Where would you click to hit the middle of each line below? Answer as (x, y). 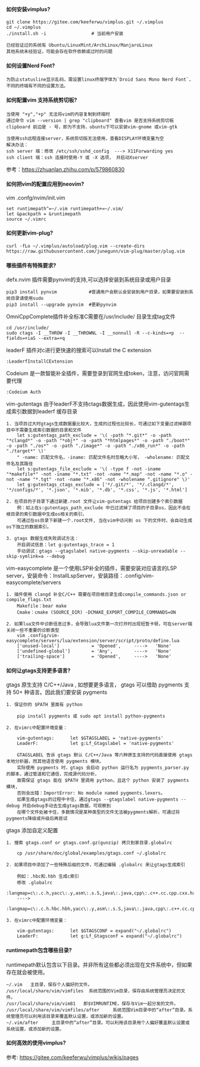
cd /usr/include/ (28, 328)
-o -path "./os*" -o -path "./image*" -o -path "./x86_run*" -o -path (96, 446)
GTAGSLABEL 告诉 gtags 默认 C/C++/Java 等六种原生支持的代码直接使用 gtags (105, 755)
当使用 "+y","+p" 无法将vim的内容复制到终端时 (58, 114)
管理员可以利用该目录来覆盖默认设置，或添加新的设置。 (68, 1016)
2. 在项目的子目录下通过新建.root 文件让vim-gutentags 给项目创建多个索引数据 (94, 502)
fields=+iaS (21, 338)
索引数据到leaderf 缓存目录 (44, 412)
